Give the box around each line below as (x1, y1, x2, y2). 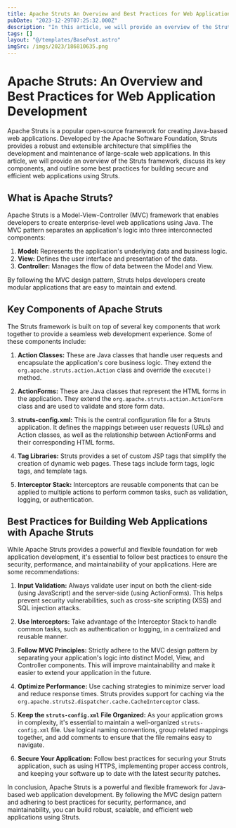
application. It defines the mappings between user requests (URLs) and (17, 423, 224, 431)
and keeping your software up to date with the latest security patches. (17, 770, 221, 778)
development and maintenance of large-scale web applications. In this (7, 149, 211, 157)
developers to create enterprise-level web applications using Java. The (7, 218, 214, 226)
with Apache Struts (7, 526, 93, 538)
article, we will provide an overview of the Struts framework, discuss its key (7, 156, 226, 165)
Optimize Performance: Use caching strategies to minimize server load (17, 682, 225, 691)
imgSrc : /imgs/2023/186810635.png (7, 43, 109, 50)
